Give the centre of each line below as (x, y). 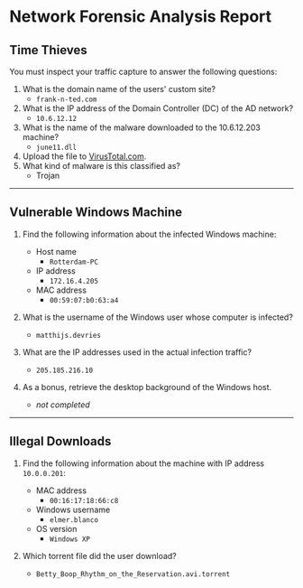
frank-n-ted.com (66, 99)
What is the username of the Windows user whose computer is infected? (157, 317)
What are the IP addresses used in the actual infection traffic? (137, 352)
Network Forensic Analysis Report (141, 17)
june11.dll (56, 147)
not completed (63, 405)
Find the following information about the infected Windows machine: (149, 234)
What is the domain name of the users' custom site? (119, 89)
